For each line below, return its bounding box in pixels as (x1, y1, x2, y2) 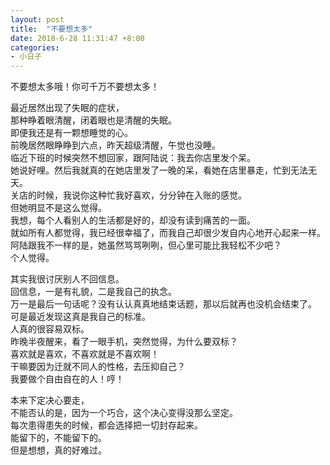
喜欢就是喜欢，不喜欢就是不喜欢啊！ (10, 348, 160, 360)
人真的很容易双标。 (10, 323, 90, 335)
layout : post (10, 14, 65, 25)
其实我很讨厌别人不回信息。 (10, 273, 125, 285)
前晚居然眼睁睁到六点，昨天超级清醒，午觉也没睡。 (10, 139, 221, 151)
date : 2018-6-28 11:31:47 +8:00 (10, 33, 145, 43)
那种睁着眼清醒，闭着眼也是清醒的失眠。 (10, 114, 177, 126)
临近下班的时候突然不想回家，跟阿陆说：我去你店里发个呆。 (10, 152, 256, 164)
